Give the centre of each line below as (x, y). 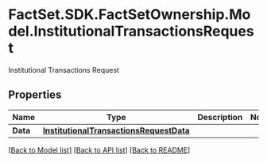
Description (220, 117)
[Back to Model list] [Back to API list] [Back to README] (99, 150)
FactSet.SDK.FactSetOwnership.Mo (130, 15)
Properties (35, 95)
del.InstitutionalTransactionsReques (131, 31)
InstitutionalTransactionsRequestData (116, 130)
